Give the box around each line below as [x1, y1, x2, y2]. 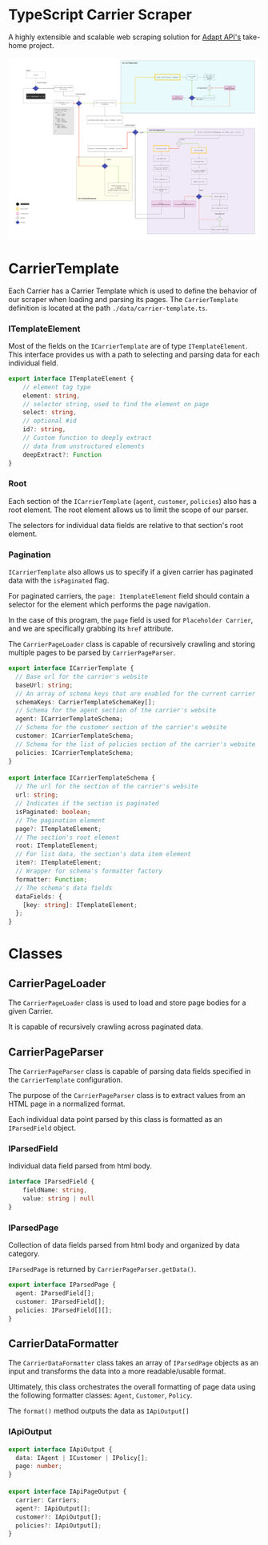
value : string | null [22, 1195, 94, 1203]
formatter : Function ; [15, 875, 88, 883]
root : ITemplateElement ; [15, 841, 98, 850]
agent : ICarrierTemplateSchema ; [15, 715, 124, 723]
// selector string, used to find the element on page [22, 400, 210, 408]
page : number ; [15, 1462, 62, 1470]
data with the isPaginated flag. [8, 575, 110, 586]
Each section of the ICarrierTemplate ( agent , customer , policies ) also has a [8, 496, 258, 506]
